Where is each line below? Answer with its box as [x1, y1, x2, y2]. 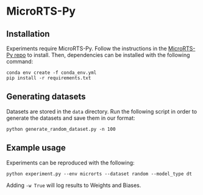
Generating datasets [6, 92, 86, 102]
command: [6, 58, 34, 65]
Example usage [6, 142, 66, 153]
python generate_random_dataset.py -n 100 [6, 126, 116, 132]
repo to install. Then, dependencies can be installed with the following [14, 51, 190, 59]
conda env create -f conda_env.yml [6, 70, 97, 76]
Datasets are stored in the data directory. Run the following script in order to [6, 108, 197, 115]
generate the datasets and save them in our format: [6, 114, 135, 122]
